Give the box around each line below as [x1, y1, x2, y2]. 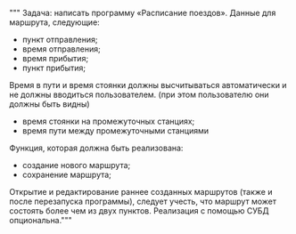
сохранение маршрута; [21, 169, 111, 180]
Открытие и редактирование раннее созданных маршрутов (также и [9, 187, 273, 197]
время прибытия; [21, 53, 89, 63]
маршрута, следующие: [9, 17, 100, 28]
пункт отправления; [21, 35, 98, 44]
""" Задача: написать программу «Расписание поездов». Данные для [9, 8, 276, 18]
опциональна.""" [9, 215, 73, 225]
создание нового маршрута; [21, 160, 131, 170]
